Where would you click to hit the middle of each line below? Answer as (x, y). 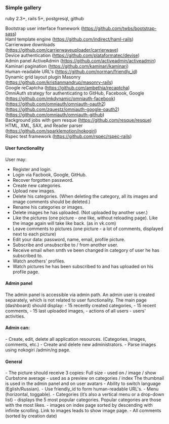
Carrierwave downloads (30, 45)
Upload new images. (34, 191)
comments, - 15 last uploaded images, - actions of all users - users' (75, 311)
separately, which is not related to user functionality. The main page (76, 300)
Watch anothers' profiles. (39, 261)
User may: (16, 159)
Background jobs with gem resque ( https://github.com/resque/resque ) (78, 120)
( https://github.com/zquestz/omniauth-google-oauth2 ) (62, 109)
